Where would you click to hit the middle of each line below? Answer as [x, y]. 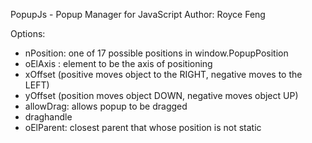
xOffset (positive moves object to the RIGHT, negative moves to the [163, 74]
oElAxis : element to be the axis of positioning [118, 63]
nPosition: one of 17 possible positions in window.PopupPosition [156, 53]
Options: [28, 33]
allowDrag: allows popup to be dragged [106, 106]
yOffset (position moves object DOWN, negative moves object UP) [161, 95]
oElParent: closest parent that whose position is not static [143, 127]
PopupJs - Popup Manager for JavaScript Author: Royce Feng [138, 14]
